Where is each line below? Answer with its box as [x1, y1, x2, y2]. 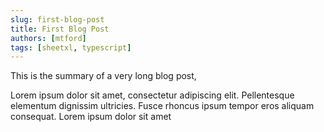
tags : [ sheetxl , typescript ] [10, 42, 132, 53]
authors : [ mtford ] [10, 33, 87, 43]
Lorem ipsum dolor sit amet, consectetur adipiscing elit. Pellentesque [10, 89, 295, 101]
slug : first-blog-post [10, 14, 105, 25]
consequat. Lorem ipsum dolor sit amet [10, 111, 172, 123]
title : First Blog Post [10, 24, 110, 34]
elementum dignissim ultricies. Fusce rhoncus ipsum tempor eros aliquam [10, 100, 315, 112]
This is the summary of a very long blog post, [10, 70, 197, 82]
